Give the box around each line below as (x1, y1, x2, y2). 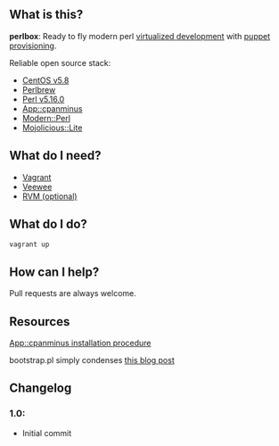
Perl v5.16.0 (21, 94, 65, 104)
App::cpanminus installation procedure (9, 338, 152, 349)
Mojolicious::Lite (21, 122, 83, 133)
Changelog (9, 381, 72, 396)
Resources (9, 314, 70, 329)
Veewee (21, 181, 53, 192)
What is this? (9, 7, 84, 22)
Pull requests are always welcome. (9, 288, 136, 299)
